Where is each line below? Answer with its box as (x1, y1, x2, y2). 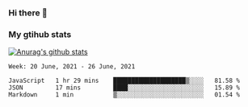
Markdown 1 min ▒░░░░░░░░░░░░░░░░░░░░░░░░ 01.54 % (8, 91, 241, 99)
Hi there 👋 (8, 7, 48, 19)
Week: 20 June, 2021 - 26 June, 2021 (8, 63, 136, 71)
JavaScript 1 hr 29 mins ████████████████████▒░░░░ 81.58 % (8, 76, 241, 85)
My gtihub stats (8, 28, 72, 39)
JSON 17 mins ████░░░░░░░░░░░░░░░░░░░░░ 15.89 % (8, 84, 241, 92)
